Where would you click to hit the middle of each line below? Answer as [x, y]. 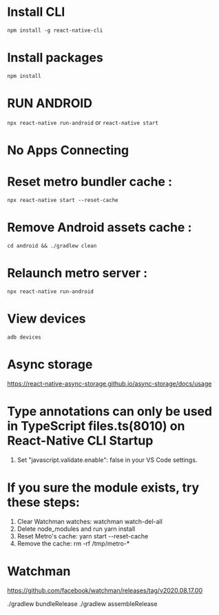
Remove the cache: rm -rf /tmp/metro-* [73, 543]
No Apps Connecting [68, 150]
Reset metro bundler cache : [90, 182]
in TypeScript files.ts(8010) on [96, 426]
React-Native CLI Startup [80, 440]
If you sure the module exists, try [103, 487]
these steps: [44, 502]
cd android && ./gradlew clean [52, 245]
